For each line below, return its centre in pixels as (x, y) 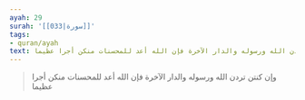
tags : (20, 34)
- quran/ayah (34, 43)
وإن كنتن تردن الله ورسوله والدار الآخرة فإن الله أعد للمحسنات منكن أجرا (154, 77)
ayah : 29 (26, 18)
